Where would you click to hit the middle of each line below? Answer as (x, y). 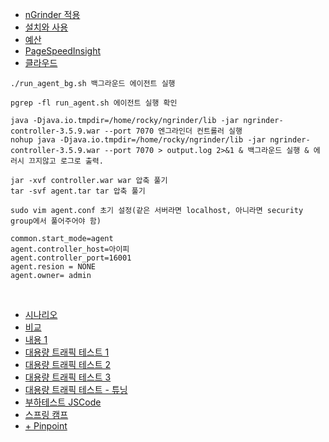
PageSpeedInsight (63, 51)
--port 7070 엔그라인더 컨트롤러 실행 (173, 131)
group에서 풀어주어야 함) (56, 221)
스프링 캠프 (46, 414)
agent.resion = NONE (53, 267)
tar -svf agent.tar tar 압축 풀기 (78, 191)
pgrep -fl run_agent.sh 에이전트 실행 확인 (94, 103)
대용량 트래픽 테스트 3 (68, 377)
